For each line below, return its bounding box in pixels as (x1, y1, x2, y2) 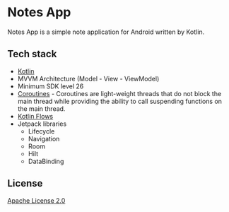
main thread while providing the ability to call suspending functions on (17, 97, 223, 105)
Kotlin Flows (17, 112, 54, 120)
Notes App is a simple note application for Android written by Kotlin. (7, 28, 205, 36)
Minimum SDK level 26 (17, 82, 84, 90)
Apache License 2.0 (7, 196, 66, 205)
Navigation (28, 134, 60, 143)
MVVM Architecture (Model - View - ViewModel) (17, 74, 160, 83)
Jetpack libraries (17, 119, 67, 128)
